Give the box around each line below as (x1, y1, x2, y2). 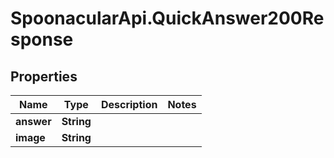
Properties (10, 68, 78, 85)
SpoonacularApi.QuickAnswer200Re (10, 7, 325, 30)
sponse (10, 28, 74, 51)
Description (100, 98, 158, 111)
